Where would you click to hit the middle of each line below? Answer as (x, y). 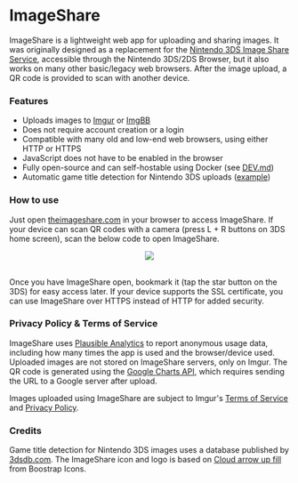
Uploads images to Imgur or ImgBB (86, 120)
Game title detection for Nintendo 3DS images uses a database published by (149, 450)
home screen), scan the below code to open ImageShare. (114, 238)
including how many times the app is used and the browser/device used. (142, 352)
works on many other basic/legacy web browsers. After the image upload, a (148, 68)
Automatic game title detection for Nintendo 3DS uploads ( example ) (146, 177)
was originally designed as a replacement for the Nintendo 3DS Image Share (149, 49)
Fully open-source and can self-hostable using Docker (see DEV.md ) (148, 168)
